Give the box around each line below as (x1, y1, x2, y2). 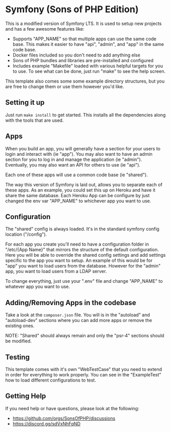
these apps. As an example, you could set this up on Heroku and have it (5, 187, 156, 193)
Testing (5, 353, 30, 361)
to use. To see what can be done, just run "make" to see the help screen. (12, 68, 166, 74)
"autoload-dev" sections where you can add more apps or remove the (5, 317, 153, 323)
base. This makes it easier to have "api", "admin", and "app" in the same (12, 41, 164, 47)
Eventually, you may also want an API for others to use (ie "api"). (5, 161, 141, 168)
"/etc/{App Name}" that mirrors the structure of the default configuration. (5, 247, 159, 253)
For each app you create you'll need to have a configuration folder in (5, 241, 149, 248)
